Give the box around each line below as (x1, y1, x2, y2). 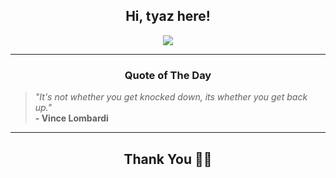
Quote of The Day (124, 68, 212, 82)
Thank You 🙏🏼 (123, 150, 213, 168)
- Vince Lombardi (34, 112, 109, 124)
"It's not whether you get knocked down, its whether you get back (34, 91, 308, 103)
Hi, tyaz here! (125, 8, 211, 25)
